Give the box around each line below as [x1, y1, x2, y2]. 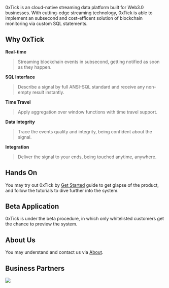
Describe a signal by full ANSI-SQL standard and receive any [17, 83, 145, 90]
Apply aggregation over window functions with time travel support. [17, 109, 158, 115]
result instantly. [32, 89, 64, 95]
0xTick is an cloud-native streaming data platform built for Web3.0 [5, 5, 144, 10]
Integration [5, 143, 29, 150]
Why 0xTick [5, 35, 45, 44]
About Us [5, 236, 36, 244]
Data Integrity [5, 119, 36, 125]
